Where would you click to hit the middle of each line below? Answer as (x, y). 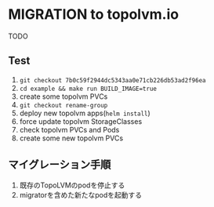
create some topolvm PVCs (63, 96)
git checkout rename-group (63, 105)
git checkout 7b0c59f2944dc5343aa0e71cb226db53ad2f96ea (112, 80)
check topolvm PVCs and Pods (69, 129)
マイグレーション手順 (60, 165)
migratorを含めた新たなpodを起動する (81, 194)
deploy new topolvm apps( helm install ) (85, 113)
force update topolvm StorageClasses (81, 121)
